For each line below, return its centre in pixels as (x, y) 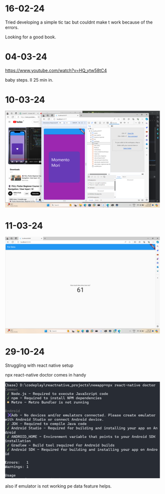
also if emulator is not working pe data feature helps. (58, 486)
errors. (12, 27)
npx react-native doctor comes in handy (46, 375)
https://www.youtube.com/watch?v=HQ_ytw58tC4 (56, 70)
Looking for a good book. (31, 37)
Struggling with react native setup (39, 365)
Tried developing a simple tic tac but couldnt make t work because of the (79, 22)
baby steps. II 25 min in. (29, 80)
